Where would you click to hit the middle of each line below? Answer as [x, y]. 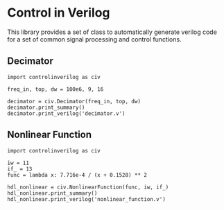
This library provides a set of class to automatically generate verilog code [112, 32]
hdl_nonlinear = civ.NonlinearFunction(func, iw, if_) [88, 187]
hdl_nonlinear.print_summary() [52, 193]
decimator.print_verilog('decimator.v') [67, 113]
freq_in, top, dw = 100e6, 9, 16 [55, 89]
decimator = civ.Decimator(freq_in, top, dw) [74, 101]
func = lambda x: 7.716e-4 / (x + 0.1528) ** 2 [77, 175]
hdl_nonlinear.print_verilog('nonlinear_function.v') [87, 199]
